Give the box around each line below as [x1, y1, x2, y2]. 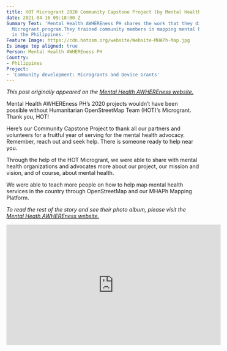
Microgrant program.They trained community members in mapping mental [12, 26, 196, 32]
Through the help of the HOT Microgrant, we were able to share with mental [6, 157, 198, 164]
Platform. [6, 194, 29, 202]
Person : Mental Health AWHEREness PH [6, 49, 103, 55]
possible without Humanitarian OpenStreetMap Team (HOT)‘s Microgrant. [6, 106, 192, 114]
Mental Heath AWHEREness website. [6, 212, 100, 220]
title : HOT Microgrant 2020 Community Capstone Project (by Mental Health [6, 9, 201, 15]
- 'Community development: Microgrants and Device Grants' [6, 72, 160, 78]
